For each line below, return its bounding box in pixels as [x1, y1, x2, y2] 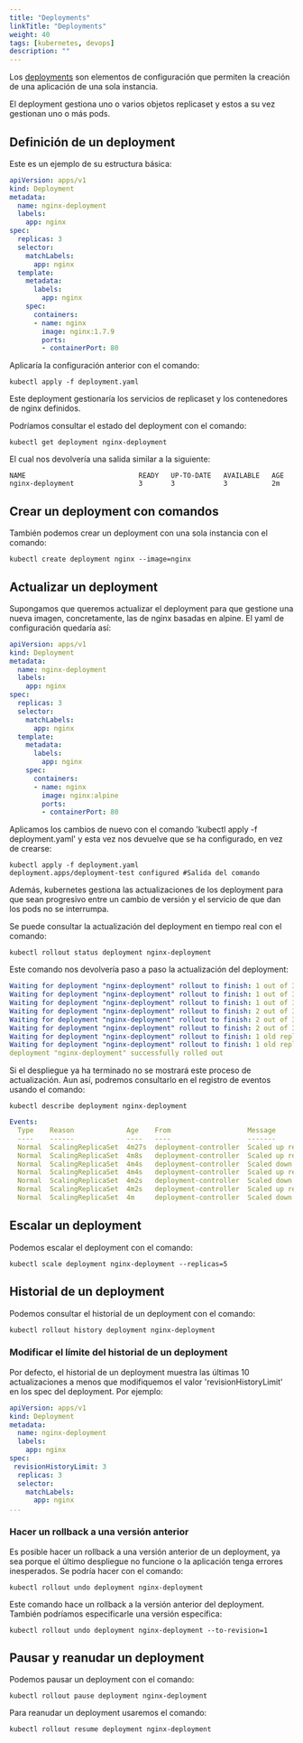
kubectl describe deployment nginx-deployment [9, 1102, 188, 1111]
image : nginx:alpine [41, 791, 119, 800]
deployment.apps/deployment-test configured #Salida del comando [9, 869, 260, 878]
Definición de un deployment [9, 135, 176, 150]
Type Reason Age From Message [17, 1126, 277, 1135]
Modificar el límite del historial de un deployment [9, 1347, 228, 1359]
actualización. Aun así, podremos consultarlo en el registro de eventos [9, 1075, 271, 1086]
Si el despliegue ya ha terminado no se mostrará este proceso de [9, 1065, 252, 1076]
